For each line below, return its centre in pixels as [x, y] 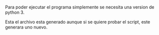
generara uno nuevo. [26, 27]
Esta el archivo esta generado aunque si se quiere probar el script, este [78, 22]
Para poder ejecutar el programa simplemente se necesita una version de [80, 7]
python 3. [15, 12]
